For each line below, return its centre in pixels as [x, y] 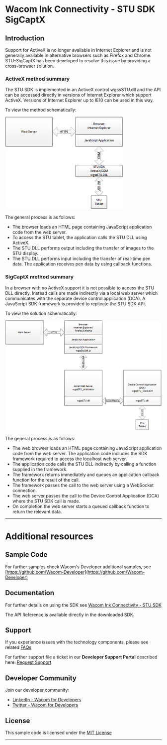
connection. [25, 490]
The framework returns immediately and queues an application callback [86, 475]
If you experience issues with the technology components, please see [77, 642]
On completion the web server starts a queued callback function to [81, 506]
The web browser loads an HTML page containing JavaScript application [87, 448]
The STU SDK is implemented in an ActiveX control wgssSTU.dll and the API [83, 90]
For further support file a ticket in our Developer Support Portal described [81, 657]
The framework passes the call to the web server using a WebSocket [83, 485]
